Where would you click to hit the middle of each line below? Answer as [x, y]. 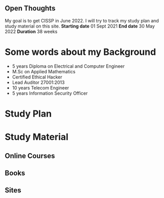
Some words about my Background [80, 52]
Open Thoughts [30, 8]
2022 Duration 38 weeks [31, 31]
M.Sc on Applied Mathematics [44, 71]
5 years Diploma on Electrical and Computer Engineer [69, 66]
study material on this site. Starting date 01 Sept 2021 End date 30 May [80, 26]
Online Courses [30, 155]
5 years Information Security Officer [50, 93]
